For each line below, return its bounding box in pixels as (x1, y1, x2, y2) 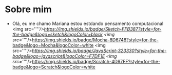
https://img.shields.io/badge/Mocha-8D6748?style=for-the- (32, 37, 159, 43)
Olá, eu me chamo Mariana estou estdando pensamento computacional (12, 20, 164, 27)
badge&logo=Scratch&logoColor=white (12, 64, 96, 70)
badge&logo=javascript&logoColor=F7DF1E (12, 53, 105, 59)
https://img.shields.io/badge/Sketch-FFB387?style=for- (44, 26, 162, 32)
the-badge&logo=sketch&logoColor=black (12, 31, 103, 37)
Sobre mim (5, 4, 52, 15)
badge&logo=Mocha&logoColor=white (12, 42, 94, 48)
